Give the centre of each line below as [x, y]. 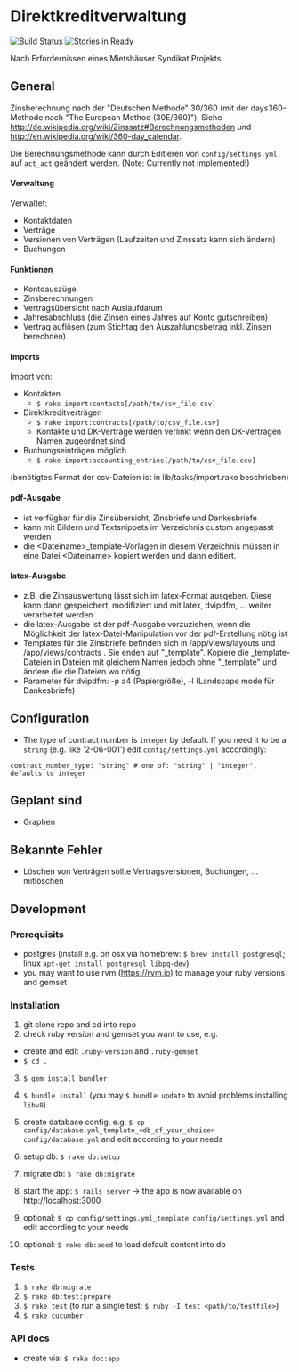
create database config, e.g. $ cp [84, 1122]
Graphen [39, 822]
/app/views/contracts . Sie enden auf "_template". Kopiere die [136, 652]
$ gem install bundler [65, 1079]
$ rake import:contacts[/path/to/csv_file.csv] [126, 404]
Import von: [31, 377]
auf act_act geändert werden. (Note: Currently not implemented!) [130, 163]
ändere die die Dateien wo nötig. [83, 671]
